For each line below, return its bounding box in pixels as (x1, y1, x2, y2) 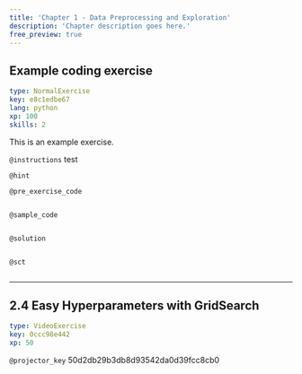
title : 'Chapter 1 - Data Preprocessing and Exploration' (9, 13, 231, 22)
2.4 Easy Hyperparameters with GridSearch (9, 298, 260, 313)
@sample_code (9, 210, 58, 220)
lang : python (9, 103, 58, 112)
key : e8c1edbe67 (9, 95, 70, 104)
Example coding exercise (9, 63, 153, 78)
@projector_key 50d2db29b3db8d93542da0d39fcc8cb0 (9, 355, 220, 365)
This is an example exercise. (9, 136, 114, 147)
